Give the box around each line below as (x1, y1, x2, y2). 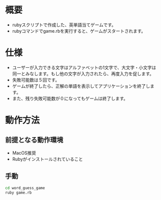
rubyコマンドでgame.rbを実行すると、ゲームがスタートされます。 (12, 28, 146, 34)
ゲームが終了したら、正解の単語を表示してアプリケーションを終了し (12, 83, 150, 89)
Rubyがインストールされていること (12, 156, 83, 162)
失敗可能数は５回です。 (12, 77, 60, 83)
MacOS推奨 (12, 150, 36, 156)
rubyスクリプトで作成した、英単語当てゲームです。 (12, 22, 116, 28)
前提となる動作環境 (5, 136, 64, 144)
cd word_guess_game (5, 185, 45, 191)
